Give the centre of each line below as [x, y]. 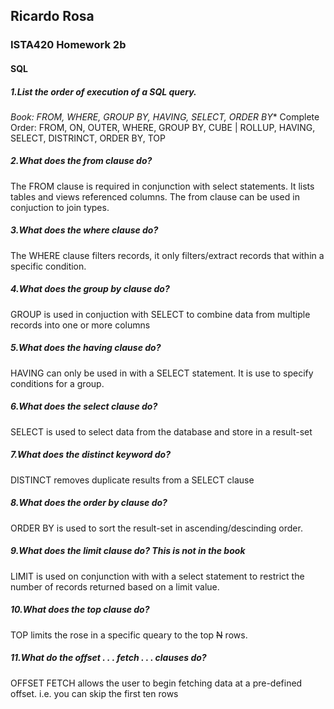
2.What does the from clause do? [81, 161]
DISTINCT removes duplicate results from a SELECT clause [132, 480]
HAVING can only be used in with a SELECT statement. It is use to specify [162, 373]
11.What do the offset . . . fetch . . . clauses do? [108, 658]
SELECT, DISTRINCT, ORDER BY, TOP [88, 138]
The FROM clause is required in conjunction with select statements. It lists [162, 186]
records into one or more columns [80, 325]
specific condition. [48, 266]
